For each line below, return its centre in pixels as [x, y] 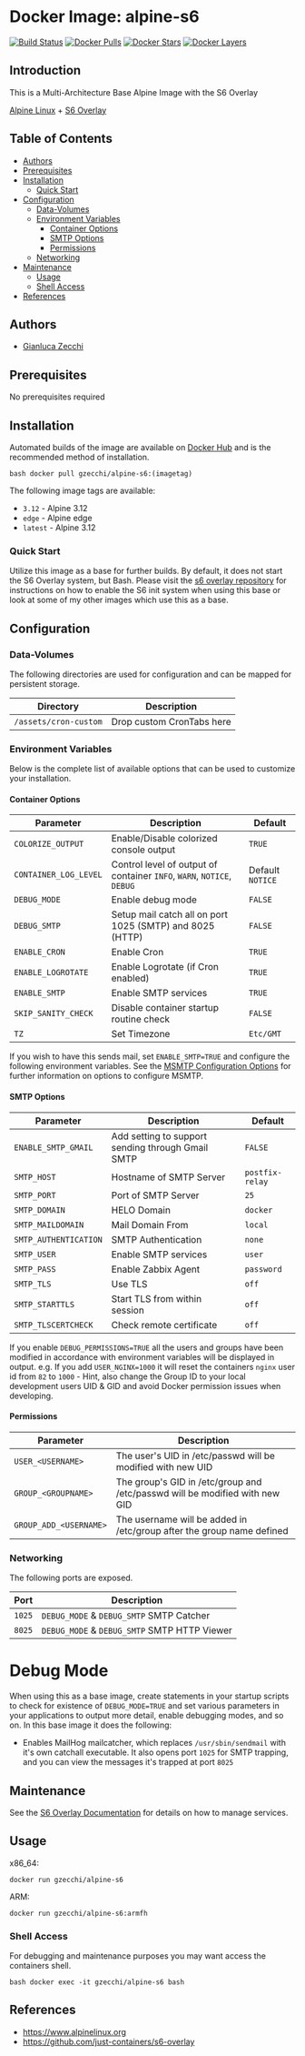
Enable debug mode [154, 900]
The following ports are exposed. [71, 1578]
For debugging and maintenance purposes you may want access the [138, 1956]
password [264, 1269]
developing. [31, 1396]
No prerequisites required [58, 397]
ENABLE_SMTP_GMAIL [54, 1147]
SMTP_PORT [35, 1195]
